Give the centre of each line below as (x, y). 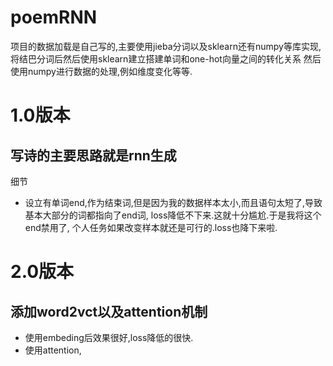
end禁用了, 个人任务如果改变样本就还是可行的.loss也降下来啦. (151, 227)
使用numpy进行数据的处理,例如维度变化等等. (101, 71)
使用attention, (53, 350)
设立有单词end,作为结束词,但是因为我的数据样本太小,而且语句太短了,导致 (173, 202)
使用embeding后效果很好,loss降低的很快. (109, 337)
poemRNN (54, 17)
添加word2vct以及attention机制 (109, 311)
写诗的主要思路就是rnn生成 (93, 155)
